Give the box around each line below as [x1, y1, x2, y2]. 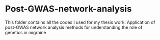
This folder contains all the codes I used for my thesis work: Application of [5, 19, 156, 25]
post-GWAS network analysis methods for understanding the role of [5, 24, 143, 30]
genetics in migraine [5, 29, 47, 35]
